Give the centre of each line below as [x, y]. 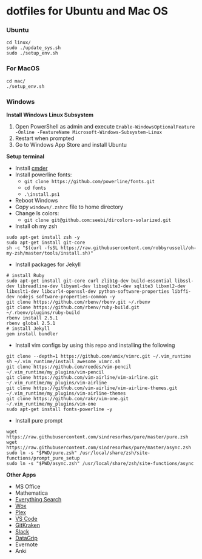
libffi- [181, 292]
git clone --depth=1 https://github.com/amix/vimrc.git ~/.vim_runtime [99, 356]
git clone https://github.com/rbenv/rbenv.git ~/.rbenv [78, 302]
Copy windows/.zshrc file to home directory [69, 207]
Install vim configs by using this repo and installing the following [95, 345]
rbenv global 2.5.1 [31, 323]
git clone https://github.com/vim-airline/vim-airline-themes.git [92, 388]
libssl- [184, 281]
